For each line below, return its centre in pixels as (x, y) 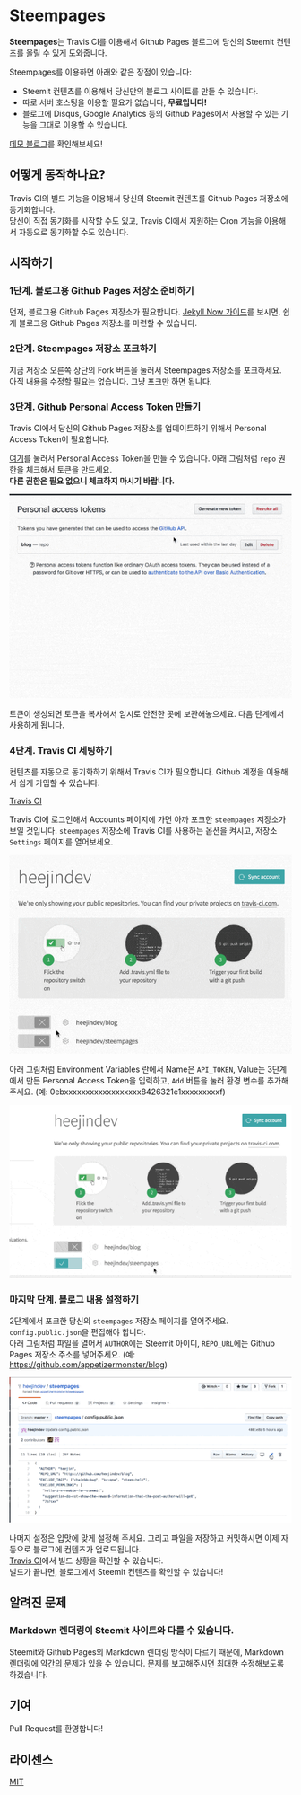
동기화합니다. (32, 209)
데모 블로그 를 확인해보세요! (56, 144)
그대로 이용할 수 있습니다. (83, 124)
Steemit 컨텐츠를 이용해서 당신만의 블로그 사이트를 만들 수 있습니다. (140, 91)
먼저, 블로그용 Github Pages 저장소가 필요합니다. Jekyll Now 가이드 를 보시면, (145, 312)
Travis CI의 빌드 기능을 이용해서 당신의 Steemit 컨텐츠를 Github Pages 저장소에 (149, 198)
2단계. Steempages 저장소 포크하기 (83, 349)
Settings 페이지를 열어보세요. (61, 842)
